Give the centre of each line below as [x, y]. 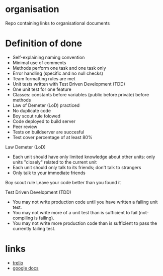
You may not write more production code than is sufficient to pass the [85, 223]
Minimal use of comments [39, 62]
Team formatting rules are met [44, 78]
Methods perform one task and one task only [59, 68]
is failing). [44, 218]
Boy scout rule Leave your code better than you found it [63, 182]
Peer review [25, 126]
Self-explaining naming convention [49, 57]
